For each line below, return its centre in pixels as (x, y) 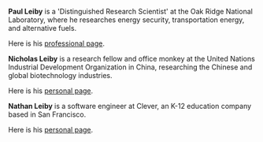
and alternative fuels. (43, 28)
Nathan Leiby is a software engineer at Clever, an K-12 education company (130, 106)
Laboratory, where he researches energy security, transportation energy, (126, 20)
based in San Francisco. (47, 114)
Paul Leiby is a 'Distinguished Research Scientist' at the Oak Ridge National (131, 11)
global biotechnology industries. (60, 75)
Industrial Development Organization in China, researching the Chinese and (130, 67)
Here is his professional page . (56, 43)
